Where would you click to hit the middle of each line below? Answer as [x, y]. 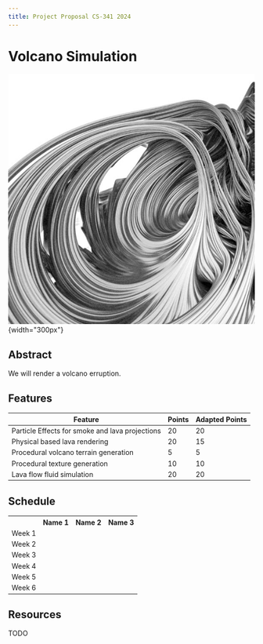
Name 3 [121, 522]
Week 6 [24, 588]
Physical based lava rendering [60, 442]
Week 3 [24, 555]
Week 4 [24, 566]
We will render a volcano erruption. [65, 373]
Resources [35, 615]
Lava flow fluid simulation [52, 474]
